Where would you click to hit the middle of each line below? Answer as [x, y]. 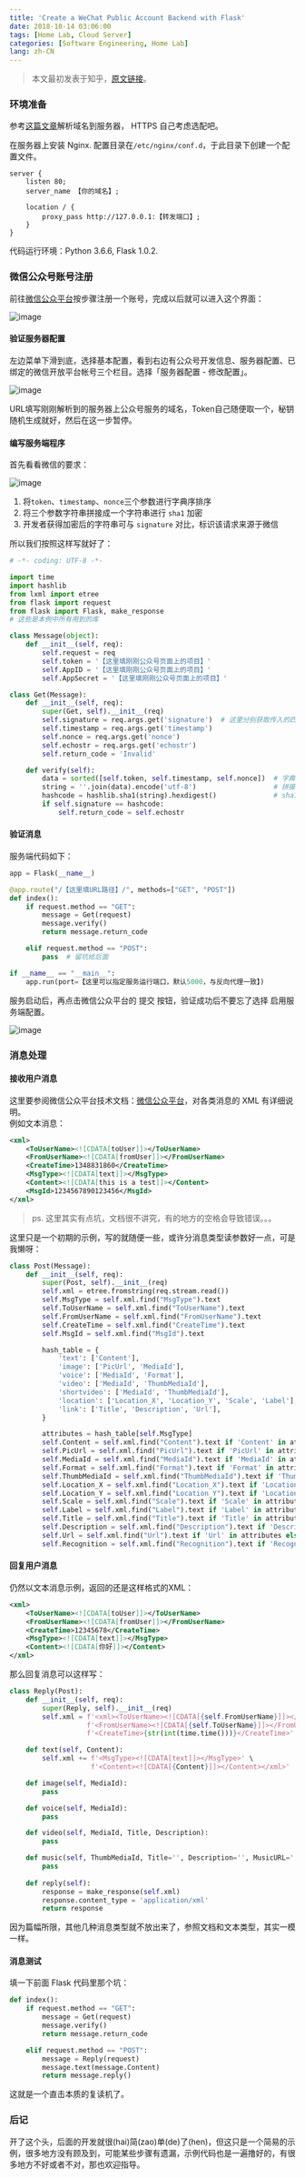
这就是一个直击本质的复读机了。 [69, 2094]
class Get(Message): [49, 695]
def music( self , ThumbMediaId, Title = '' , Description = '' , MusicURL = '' [162, 1858]
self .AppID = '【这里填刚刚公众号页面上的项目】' [127, 669]
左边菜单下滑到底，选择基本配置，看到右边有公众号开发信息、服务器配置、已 [152, 360]
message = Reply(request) [91, 2059]
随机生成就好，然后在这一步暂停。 [73, 420]
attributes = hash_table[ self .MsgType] [118, 1434]
